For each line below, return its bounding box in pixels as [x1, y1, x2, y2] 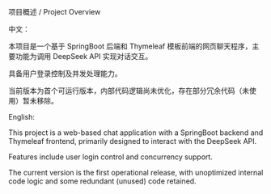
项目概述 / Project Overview [8, 7, 101, 16]
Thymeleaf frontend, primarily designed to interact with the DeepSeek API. [8, 137, 257, 145]
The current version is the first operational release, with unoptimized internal [8, 168, 264, 177]
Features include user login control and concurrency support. [8, 152, 213, 162]
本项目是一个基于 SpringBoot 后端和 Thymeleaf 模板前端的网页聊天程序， [8, 41, 252, 51]
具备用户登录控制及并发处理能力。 [8, 69, 122, 78]
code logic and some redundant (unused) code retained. [8, 176, 197, 186]
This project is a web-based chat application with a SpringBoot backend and [8, 128, 264, 137]
